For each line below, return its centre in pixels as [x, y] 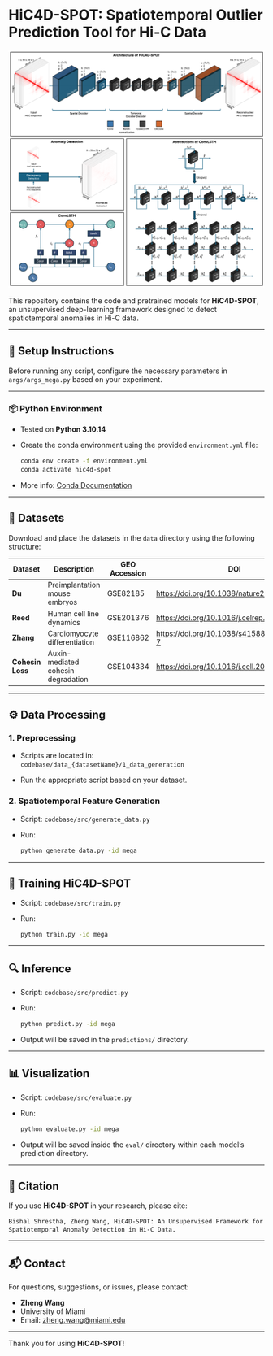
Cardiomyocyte [73, 633]
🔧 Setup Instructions [61, 351]
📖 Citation [34, 1186]
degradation [68, 680]
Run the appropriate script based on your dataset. [104, 780]
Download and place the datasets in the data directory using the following [132, 537]
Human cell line [74, 613]
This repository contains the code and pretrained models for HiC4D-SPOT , [134, 301]
